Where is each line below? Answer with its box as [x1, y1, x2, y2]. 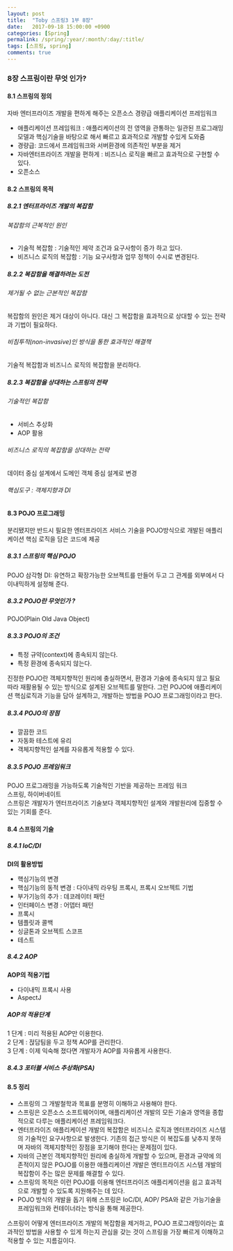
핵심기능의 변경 [17, 874, 59, 883]
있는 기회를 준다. [7, 808, 52, 816]
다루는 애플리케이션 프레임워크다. [35, 1117, 126, 1125]
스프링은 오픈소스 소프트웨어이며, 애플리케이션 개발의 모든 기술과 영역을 [17, 1108, 211, 1117]
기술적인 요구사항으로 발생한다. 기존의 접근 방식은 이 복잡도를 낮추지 [24, 1134, 209, 1143]
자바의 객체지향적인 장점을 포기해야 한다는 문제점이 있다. [24, 1143, 177, 1152]
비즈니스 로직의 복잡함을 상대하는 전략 [7, 446, 110, 454]
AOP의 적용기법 [7, 970, 50, 979]
